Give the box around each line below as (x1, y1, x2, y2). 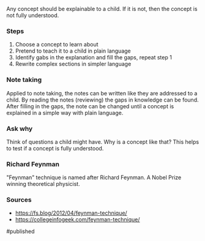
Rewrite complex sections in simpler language (15, 61, 132, 68)
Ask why (6, 124, 33, 133)
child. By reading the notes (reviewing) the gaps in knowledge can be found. (6, 96, 199, 103)
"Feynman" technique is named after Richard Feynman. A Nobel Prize (6, 174, 182, 181)
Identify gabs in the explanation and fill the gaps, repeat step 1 (15, 54, 173, 61)
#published (6, 228, 35, 235)
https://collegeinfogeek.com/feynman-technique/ (15, 216, 140, 223)
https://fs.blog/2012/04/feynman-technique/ (15, 209, 127, 217)
